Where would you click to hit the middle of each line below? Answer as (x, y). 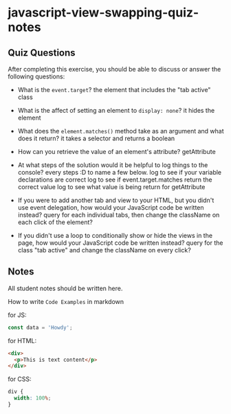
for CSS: (20, 379)
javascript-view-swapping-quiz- (103, 13)
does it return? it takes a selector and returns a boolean (96, 138)
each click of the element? (55, 222)
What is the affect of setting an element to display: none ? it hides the (116, 110)
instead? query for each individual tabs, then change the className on (119, 215)
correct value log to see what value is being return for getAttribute (111, 187)
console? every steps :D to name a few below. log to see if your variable (120, 172)
